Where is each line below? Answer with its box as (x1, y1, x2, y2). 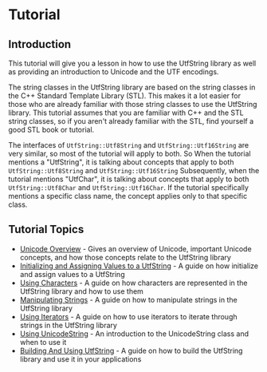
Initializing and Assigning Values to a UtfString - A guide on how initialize (19, 261, 259, 271)
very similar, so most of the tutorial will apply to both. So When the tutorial (8, 149, 251, 158)
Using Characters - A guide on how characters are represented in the (19, 278, 248, 287)
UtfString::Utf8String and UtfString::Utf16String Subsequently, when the (8, 166, 260, 175)
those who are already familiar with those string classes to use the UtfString (8, 100, 257, 109)
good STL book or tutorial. (8, 125, 95, 134)
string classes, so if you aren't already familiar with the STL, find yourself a (8, 117, 254, 125)
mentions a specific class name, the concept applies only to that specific (8, 192, 248, 200)
